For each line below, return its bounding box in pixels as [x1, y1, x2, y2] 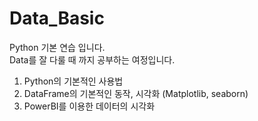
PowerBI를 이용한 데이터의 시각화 [23, 100, 156, 112]
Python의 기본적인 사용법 [23, 75, 124, 87]
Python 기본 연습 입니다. [9, 41, 106, 53]
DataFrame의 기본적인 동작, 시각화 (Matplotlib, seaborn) [23, 87, 249, 99]
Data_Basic [9, 7, 105, 30]
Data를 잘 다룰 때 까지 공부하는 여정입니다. [9, 53, 176, 66]
